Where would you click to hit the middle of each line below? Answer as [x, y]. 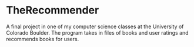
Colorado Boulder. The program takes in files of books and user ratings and [98, 32]
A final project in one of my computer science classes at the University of [95, 26]
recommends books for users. [43, 39]
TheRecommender [53, 10]
